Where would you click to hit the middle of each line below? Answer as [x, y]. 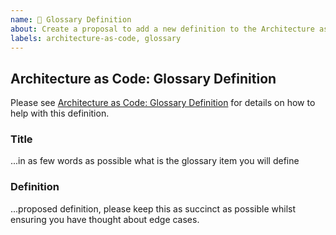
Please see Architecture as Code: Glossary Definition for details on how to [163, 103]
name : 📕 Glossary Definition [71, 19]
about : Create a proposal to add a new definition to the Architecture [162, 29]
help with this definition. [60, 113]
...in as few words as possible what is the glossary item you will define [155, 161]
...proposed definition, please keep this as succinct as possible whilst [153, 208]
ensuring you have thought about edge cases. [105, 219]
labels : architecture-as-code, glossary [96, 38]
